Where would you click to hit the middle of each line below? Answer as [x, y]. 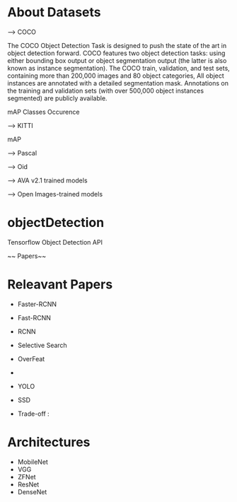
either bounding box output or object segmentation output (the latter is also [117, 60]
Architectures [49, 442]
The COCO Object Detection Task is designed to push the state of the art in [117, 45]
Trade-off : [33, 414]
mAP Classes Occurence [44, 112]
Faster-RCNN [37, 304]
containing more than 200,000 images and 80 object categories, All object [116, 76]
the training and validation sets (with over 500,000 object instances [105, 91]
